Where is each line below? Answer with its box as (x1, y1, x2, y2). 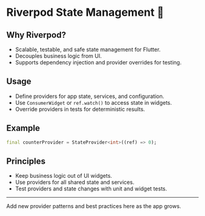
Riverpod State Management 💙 (6, 5, 165, 19)
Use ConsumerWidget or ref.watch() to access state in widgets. (15, 99, 172, 106)
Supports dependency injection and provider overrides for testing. (15, 59, 182, 66)
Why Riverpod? (6, 30, 67, 40)
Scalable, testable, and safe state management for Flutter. (15, 46, 161, 53)
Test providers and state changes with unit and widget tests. (15, 185, 167, 192)
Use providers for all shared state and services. (15, 179, 135, 186)
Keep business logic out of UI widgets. (15, 172, 112, 179)
